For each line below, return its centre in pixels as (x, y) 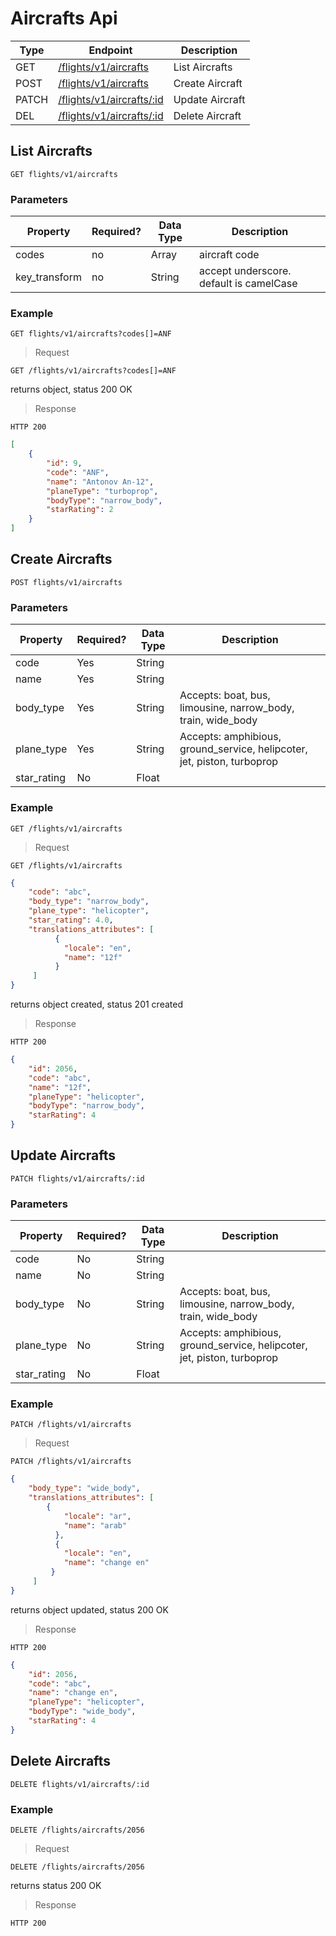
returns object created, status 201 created (96, 1004)
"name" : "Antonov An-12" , (100, 482)
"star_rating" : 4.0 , (71, 920)
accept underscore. (245, 271)
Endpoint (110, 50)
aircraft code (229, 255)
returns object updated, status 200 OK (89, 1609)
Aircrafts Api (64, 18)
